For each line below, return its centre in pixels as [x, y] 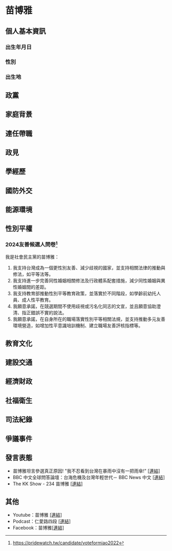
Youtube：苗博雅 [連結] [37, 515]
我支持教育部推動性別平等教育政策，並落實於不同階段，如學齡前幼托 [84, 294]
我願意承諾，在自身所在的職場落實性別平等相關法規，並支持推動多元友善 [89, 319]
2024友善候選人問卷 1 [31, 244]
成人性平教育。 [38, 300]
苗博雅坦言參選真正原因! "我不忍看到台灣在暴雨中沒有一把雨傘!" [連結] [86, 471]
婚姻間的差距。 [33, 287]
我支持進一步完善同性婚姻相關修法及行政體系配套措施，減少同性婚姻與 [87, 281]
